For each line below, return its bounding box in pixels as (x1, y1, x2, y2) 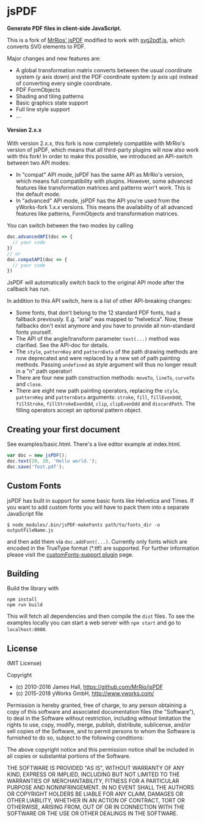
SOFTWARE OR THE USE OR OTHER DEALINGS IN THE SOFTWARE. (7, 810, 178, 817)
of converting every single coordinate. (15, 80, 112, 87)
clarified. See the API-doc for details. (15, 341, 109, 349)
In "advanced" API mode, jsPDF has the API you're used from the (15, 197, 180, 204)
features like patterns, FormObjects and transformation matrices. (15, 210, 179, 218)
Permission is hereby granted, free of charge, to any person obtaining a (7, 702, 187, 709)
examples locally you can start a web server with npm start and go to (7, 619, 181, 626)
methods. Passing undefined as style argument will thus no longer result (15, 361, 197, 368)
